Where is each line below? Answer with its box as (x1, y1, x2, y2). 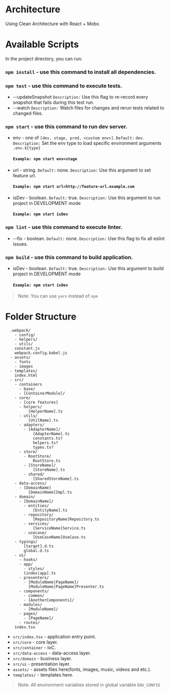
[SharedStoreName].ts (32, 476, 79, 481)
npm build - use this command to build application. (5, 253, 133, 260)
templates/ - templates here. (12, 672, 74, 678)
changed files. (12, 110, 44, 117)
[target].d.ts (24, 544, 54, 549)
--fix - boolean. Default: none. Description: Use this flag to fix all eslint (12, 235, 165, 241)
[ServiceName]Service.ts (32, 526, 86, 531)
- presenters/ (18, 575, 50, 580)
